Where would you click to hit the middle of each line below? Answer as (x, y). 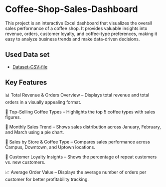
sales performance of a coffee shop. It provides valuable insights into (76, 28)
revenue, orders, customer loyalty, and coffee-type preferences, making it (81, 33)
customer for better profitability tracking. (47, 179)
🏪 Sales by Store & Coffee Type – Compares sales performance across (78, 141)
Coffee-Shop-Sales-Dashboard (72, 9)
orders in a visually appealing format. (43, 102)
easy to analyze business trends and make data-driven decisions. (73, 39)
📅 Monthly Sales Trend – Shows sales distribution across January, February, (83, 126)
